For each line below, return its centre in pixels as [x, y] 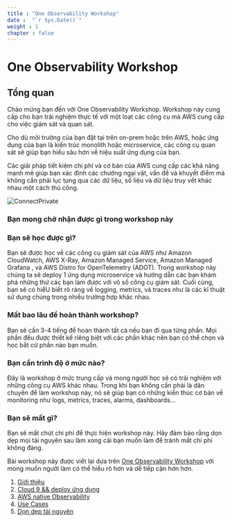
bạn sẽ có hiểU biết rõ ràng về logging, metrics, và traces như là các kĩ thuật [116, 290]
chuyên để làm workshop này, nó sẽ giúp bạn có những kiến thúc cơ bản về [115, 393]
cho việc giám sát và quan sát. [51, 124]
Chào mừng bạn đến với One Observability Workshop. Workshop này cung [114, 110]
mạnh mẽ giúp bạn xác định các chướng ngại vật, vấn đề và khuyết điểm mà [116, 173]
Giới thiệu [31, 482]
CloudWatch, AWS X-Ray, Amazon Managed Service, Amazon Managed [110, 260]
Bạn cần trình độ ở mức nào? [56, 363]
